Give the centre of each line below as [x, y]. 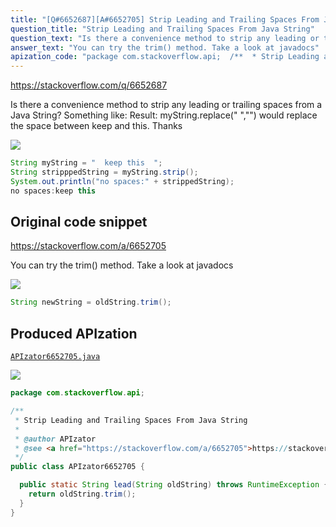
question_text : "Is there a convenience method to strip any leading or [165, 38]
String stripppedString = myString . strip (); [104, 172]
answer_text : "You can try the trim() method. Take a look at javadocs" [165, 47]
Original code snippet [79, 222]
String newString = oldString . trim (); [91, 302]
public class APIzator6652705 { [77, 467]
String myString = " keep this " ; [86, 163]
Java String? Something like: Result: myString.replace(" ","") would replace [164, 115]
